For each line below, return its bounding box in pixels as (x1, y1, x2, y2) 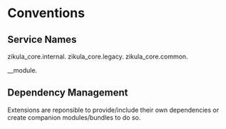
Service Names (7, 33, 77, 46)
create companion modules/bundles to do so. (7, 113, 141, 122)
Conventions (7, 5, 86, 21)
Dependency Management (7, 87, 128, 99)
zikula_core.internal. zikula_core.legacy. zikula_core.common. (7, 52, 188, 61)
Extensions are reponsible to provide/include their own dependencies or (7, 105, 220, 114)
